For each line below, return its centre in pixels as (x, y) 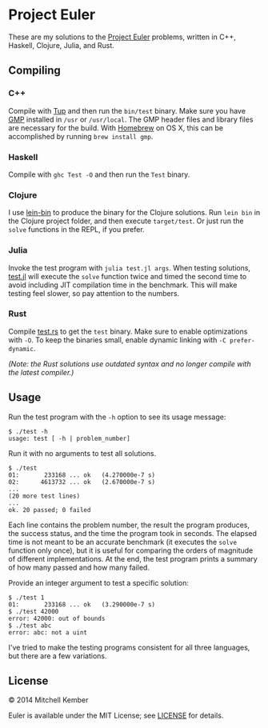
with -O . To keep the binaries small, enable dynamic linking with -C (117, 340)
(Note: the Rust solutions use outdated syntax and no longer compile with (130, 364)
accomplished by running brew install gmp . (81, 136)
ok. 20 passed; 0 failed (50, 510)
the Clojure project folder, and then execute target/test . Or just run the (126, 221)
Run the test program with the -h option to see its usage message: (117, 417)
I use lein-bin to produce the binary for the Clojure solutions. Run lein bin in (134, 213)
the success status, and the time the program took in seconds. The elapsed (133, 533)
